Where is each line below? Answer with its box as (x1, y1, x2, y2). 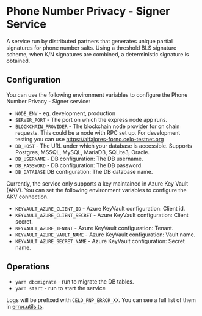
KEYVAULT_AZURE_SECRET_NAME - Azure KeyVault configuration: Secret (15, 237, 185, 244)
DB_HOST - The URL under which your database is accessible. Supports (15, 142, 192, 149)
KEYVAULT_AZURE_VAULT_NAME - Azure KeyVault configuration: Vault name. (15, 231, 196, 238)
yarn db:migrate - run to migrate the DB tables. (15, 277, 134, 285)
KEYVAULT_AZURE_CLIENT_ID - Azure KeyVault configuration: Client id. (15, 205, 186, 212)
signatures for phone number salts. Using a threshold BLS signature (6, 44, 177, 51)
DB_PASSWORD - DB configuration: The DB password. (15, 161, 143, 169)
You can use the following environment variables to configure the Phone (6, 91, 188, 99)
